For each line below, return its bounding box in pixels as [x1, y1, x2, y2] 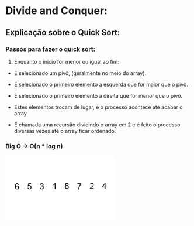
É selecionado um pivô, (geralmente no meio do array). [13, 69, 147, 77]
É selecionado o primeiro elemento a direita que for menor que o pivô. [13, 92, 182, 99]
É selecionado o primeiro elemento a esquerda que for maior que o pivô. [13, 81, 188, 88]
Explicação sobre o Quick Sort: [5, 28, 120, 37]
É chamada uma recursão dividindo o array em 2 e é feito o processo [13, 121, 181, 128]
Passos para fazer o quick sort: [5, 45, 96, 53]
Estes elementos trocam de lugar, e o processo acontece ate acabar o [13, 104, 183, 111]
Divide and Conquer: [5, 4, 108, 18]
